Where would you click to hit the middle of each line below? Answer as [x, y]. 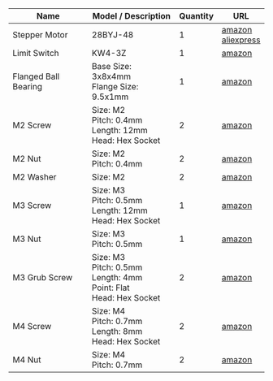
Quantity [196, 16]
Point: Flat [111, 288]
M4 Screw [32, 326]
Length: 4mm [117, 277]
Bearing [28, 87]
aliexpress [241, 40]
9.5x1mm [110, 97]
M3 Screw [32, 205]
